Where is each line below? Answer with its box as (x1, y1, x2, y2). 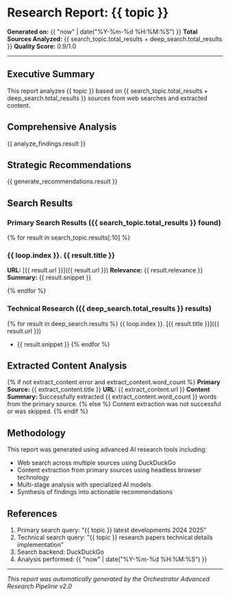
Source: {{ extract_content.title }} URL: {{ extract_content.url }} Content (7, 386, 210, 394)
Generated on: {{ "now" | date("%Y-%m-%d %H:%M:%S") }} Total (7, 27, 198, 36)
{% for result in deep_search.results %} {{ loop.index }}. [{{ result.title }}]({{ (7, 319, 220, 327)
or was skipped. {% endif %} (7, 407, 89, 416)
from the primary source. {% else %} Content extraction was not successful (7, 400, 221, 408)
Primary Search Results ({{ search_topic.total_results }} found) (7, 218, 221, 227)
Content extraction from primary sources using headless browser (16, 466, 202, 474)
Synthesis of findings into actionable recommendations (16, 488, 173, 496)
